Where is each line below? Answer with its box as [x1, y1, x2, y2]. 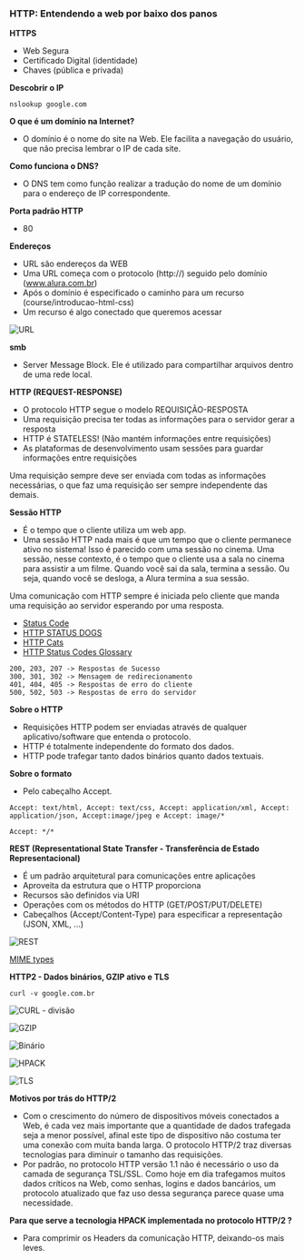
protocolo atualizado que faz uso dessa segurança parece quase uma [22, 1188, 284, 1199]
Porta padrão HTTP [9, 205, 83, 216]
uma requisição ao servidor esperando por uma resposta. [9, 600, 225, 611]
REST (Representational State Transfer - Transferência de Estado [9, 843, 260, 854]
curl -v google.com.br [9, 989, 95, 998]
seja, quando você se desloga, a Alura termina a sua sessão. [22, 573, 250, 584]
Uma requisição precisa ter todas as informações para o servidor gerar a [22, 414, 295, 425]
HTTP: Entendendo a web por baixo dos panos [9, 7, 218, 20]
